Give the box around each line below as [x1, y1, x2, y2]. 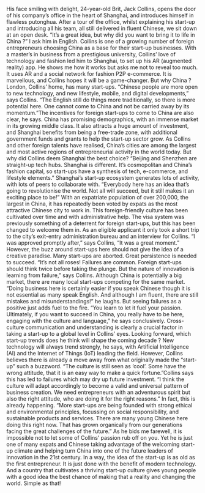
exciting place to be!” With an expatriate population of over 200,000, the [6, 194, 188, 201]
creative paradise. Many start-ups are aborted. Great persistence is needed [6, 252, 197, 259]
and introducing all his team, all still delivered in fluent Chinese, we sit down [6, 24, 197, 32]
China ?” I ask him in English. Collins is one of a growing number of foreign [6, 38, 195, 45]
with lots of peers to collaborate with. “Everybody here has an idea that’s [6, 180, 190, 188]
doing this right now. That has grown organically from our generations [6, 421, 182, 428]
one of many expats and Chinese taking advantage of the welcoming [6, 440, 180, 448]
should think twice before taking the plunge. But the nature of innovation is [6, 265, 195, 272]
